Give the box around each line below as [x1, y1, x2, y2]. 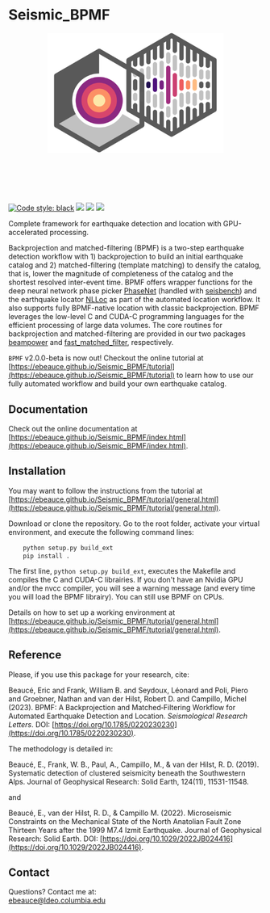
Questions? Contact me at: [8, 887, 97, 897]
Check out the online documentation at [8, 423, 138, 433]
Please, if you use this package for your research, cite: [8, 669, 189, 679]
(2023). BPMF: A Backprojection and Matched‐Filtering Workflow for [8, 702, 236, 712]
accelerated [8, 228, 48, 238]
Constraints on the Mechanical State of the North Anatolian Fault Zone [8, 816, 242, 826]
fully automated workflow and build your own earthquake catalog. [8, 379, 227, 389]
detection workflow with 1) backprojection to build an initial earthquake [8, 252, 243, 262]
